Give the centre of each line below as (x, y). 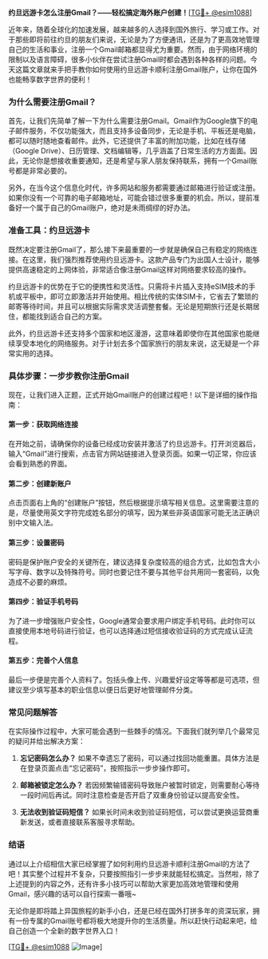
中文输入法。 (36, 523)
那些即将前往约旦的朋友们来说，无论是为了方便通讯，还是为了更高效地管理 (137, 40)
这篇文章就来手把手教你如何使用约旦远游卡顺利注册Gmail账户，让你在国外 (136, 69)
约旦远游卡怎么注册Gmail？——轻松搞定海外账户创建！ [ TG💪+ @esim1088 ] (130, 12)
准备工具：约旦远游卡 (49, 231)
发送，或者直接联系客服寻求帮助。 (83, 822)
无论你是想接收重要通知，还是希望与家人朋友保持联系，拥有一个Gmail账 (140, 161)
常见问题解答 (33, 712)
